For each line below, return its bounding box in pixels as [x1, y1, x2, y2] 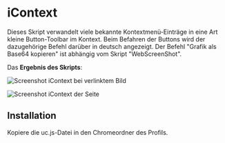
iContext [7, 5, 57, 21]
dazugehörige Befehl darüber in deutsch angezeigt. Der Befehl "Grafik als [7, 42, 217, 50]
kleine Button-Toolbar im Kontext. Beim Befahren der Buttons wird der [7, 35, 206, 43]
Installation [7, 110, 57, 122]
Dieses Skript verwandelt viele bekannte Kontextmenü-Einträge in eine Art [7, 28, 218, 36]
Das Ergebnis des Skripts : [7, 63, 83, 71]
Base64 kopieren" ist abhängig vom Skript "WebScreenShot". [7, 50, 182, 58]
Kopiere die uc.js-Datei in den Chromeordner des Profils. [7, 128, 168, 136]
